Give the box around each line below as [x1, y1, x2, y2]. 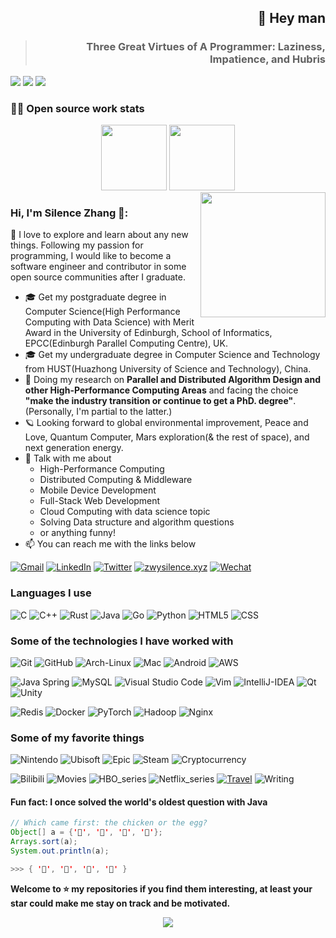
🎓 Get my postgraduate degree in [24, 291, 167, 303]
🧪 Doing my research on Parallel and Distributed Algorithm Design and [24, 374, 322, 386]
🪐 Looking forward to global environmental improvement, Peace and [24, 417, 309, 429]
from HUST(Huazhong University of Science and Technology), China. [24, 363, 312, 375]
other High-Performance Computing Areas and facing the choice [24, 384, 299, 396]
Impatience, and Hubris [209, 52, 326, 66]
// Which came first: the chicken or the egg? [10, 818, 208, 828]
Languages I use [10, 586, 92, 600]
